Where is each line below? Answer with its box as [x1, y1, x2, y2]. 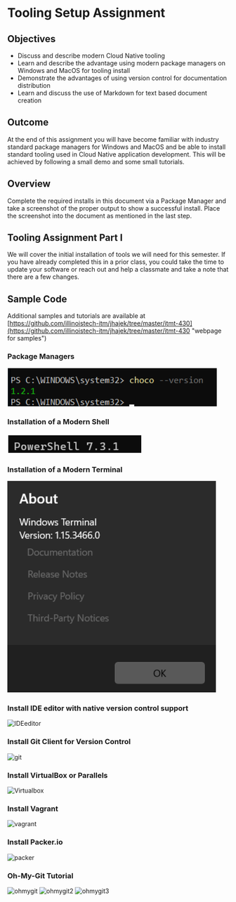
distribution [17, 81, 51, 89]
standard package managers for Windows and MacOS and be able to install [7, 142, 226, 151]
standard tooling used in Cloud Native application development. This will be [7, 150, 226, 159]
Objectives [7, 33, 56, 45]
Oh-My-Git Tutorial [7, 870, 74, 880]
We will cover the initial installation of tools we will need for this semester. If [7, 251, 226, 259]
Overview [7, 178, 51, 190]
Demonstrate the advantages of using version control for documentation [17, 74, 227, 82]
